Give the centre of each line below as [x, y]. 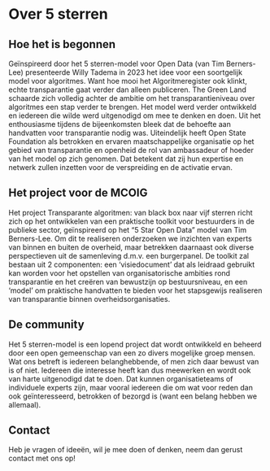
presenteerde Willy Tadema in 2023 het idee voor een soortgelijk [134, 72]
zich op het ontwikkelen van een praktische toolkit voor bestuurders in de [131, 221]
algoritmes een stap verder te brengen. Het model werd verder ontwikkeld [133, 107]
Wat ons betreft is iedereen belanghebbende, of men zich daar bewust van [134, 361]
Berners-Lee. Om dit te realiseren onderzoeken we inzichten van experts [130, 238]
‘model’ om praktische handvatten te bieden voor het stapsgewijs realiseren [135, 290]
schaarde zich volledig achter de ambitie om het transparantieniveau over [132, 98]
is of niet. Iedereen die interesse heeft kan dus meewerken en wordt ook [130, 370]
